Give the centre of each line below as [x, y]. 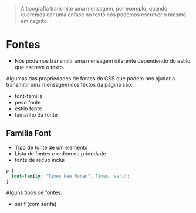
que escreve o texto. [39, 67]
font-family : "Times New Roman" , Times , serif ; [71, 176]
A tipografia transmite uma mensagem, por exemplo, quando [94, 9]
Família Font [29, 133]
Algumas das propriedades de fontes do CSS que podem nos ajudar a [91, 78]
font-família [28, 96]
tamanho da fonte [36, 114]
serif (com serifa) [36, 204]
